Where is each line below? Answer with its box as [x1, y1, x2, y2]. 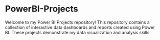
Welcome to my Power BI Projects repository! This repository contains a [5, 19, 150, 25]
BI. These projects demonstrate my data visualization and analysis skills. [5, 29, 151, 35]
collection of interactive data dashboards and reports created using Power [5, 24, 155, 30]
